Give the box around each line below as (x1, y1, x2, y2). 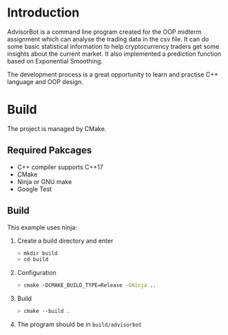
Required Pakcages (7, 145, 92, 156)
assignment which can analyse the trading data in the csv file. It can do (7, 34, 209, 43)
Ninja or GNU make (17, 177, 72, 185)
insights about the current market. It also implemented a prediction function (7, 50, 222, 58)
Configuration (17, 269, 56, 277)
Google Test (17, 185, 52, 193)
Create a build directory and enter (17, 236, 114, 245)
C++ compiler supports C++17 (17, 163, 103, 171)
